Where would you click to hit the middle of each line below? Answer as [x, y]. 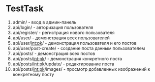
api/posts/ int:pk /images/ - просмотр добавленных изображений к [81, 69]
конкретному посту [33, 74]
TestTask [25, 9]
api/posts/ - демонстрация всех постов [54, 53]
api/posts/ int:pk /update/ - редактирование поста [63, 64]
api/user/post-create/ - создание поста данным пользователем [79, 48]
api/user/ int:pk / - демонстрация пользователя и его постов [75, 43]
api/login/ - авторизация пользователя [53, 27]
